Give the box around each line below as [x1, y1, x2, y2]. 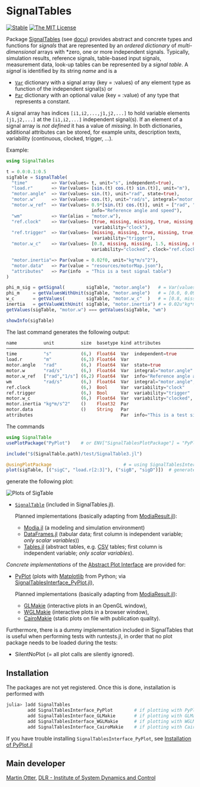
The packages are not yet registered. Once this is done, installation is [6, 684, 176, 691]
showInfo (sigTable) [6, 318, 55, 324]
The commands [6, 423, 45, 430]
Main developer [6, 758, 65, 768]
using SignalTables [6, 158, 55, 164]
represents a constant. [14, 97, 70, 105]
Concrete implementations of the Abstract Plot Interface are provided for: [6, 561, 186, 568]
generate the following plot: [6, 478, 74, 485]
